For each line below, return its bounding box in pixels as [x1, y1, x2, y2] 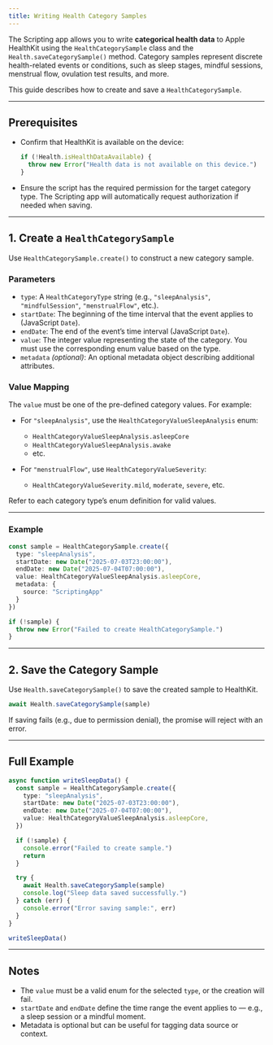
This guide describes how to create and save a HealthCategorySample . [8, 85, 242, 94]
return [23, 851, 45, 859]
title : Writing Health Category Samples [8, 11, 148, 20]
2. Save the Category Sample [8, 662, 159, 676]
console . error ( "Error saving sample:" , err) [23, 904, 176, 912]
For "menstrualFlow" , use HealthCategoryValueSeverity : [19, 465, 207, 474]
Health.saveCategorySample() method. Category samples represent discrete [8, 51, 262, 61]
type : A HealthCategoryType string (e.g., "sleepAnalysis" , [19, 292, 211, 302]
